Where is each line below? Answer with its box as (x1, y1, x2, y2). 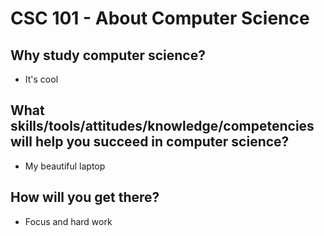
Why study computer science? (10, 47, 206, 64)
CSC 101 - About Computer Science (10, 7, 310, 30)
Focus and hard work (24, 215, 113, 227)
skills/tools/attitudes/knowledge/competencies (10, 118, 315, 135)
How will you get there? (10, 189, 160, 206)
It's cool (24, 73, 59, 85)
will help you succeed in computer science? (10, 133, 290, 151)
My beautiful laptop (24, 160, 106, 172)
